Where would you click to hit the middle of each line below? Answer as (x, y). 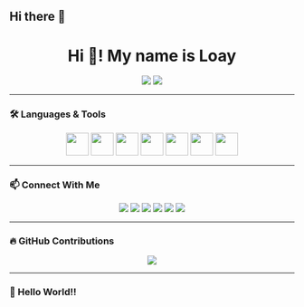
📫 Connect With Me (55, 185)
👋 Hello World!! (43, 293)
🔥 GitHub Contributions (62, 241)
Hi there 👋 (38, 17)
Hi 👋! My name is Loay (152, 56)
